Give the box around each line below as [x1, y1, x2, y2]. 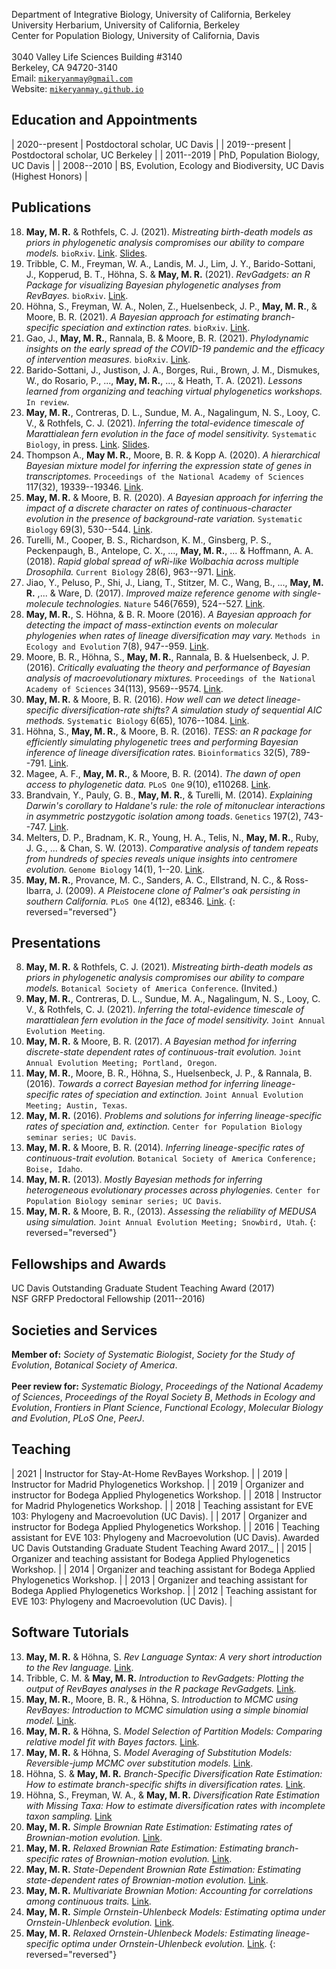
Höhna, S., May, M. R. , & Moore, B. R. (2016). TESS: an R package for [25, 725, 312, 737]
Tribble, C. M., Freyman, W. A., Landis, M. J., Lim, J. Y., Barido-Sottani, [25, 257, 316, 269]
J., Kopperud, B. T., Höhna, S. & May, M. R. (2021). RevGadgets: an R [25, 268, 311, 280]
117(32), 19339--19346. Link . [25, 480, 144, 493]
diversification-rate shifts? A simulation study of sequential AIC [60, 704, 323, 716]
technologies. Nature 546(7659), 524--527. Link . [65, 597, 266, 609]
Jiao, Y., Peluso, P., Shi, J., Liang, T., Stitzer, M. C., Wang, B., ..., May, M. [25, 576, 324, 588]
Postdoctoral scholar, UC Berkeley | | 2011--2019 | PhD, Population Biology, [11, 149, 320, 161]
